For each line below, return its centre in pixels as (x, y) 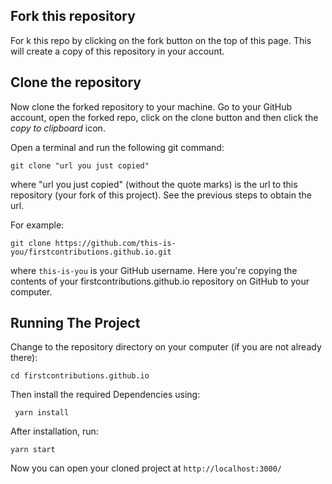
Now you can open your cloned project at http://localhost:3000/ (146, 468)
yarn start (33, 450)
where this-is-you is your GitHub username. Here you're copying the (154, 270)
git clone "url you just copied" (80, 165)
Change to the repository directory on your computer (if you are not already (166, 347)
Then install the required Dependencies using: (105, 395)
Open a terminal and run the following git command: (117, 147)
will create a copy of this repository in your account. (117, 51)
